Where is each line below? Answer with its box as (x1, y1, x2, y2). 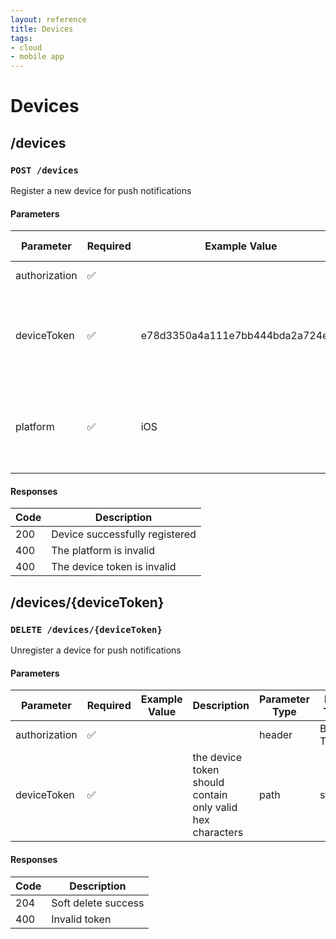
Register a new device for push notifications (10, 185, 192, 196)
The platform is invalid (51, 544, 155, 558)
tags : (10, 33, 33, 43)
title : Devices (10, 24, 74, 34)
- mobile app (10, 52, 65, 62)
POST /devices (10, 164, 79, 176)
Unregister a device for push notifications (10, 644, 182, 656)
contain (192, 788, 228, 802)
